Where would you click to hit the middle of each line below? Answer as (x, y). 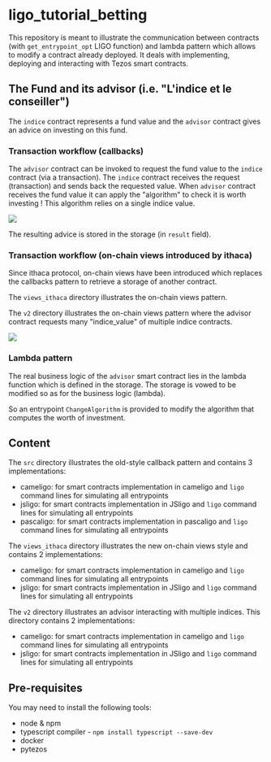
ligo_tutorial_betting (78, 15)
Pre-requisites (45, 688)
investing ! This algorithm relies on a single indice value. (102, 203)
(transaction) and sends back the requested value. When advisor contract (132, 186)
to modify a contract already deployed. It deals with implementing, (119, 54)
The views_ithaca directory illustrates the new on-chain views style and (128, 546)
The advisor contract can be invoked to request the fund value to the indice (135, 169)
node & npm (41, 723)
